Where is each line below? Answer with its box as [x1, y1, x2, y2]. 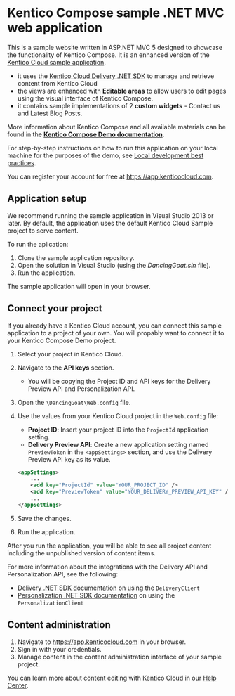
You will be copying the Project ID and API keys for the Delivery [27, 377, 211, 385]
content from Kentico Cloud [17, 79, 98, 87]
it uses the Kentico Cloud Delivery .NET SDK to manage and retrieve [17, 72, 215, 80]
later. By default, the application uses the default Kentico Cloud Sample [7, 219, 213, 227]
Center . [7, 681, 29, 690]
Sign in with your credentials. [17, 645, 102, 653]
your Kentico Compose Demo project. [7, 336, 116, 344]
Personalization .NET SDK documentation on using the [17, 591, 175, 599]
